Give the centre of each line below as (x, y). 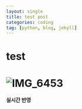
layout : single (25, 11)
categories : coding (30, 22)
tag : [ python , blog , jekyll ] (42, 28)
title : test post (27, 17)
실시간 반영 (18, 100)
